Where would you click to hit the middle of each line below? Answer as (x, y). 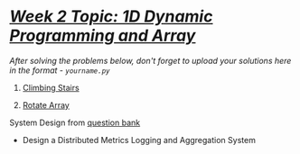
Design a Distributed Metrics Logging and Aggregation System (139, 140)
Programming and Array (103, 36)
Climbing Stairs (51, 87)
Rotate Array (46, 104)
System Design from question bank (75, 122)
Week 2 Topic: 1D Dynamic (111, 17)
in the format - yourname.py (60, 70)
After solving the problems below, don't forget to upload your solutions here (150, 60)
